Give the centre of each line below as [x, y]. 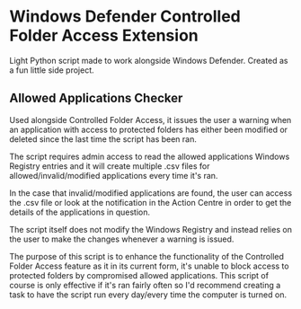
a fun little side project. [52, 70]
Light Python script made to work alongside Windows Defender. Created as [149, 60]
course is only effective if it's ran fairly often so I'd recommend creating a [145, 285]
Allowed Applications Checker [96, 98]
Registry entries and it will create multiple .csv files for [110, 166]
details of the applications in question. [80, 212]
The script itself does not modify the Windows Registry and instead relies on [150, 229]
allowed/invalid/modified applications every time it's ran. [114, 175]
